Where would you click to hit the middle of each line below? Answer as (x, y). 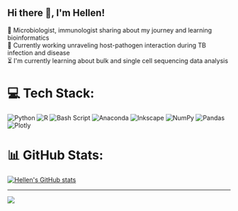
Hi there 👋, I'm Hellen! (56, 13)
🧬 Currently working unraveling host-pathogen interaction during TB (107, 45)
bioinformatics (28, 38)
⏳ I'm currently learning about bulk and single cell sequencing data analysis (118, 60)
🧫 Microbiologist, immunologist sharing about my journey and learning (110, 30)
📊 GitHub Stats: (56, 155)
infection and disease (39, 52)
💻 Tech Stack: (51, 93)
